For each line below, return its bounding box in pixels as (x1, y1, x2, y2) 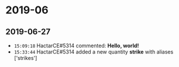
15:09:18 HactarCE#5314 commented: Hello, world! (13, 42, 139, 49)
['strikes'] (13, 55, 37, 61)
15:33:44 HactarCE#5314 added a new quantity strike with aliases (13, 48, 174, 55)
